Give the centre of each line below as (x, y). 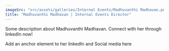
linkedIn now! (19, 34)
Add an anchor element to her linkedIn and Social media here (68, 43)
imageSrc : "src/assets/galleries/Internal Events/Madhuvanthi (72, 10)
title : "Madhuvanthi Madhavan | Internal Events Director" (68, 14)
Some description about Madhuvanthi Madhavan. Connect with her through (83, 28)
